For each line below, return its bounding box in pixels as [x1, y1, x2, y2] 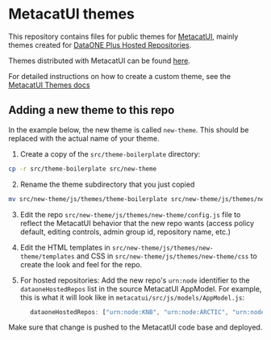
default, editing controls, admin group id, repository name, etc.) [19, 227, 231, 237]
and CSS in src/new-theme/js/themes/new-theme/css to [76, 251, 258, 261]
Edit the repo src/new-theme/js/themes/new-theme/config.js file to [19, 209, 241, 219]
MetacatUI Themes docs [8, 80, 90, 90]
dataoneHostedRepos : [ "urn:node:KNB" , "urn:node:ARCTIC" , [29, 308, 229, 316]
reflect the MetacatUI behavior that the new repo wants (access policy [19, 218, 255, 228]
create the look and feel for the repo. [19, 259, 143, 269]
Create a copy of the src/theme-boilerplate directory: [19, 149, 201, 158]
